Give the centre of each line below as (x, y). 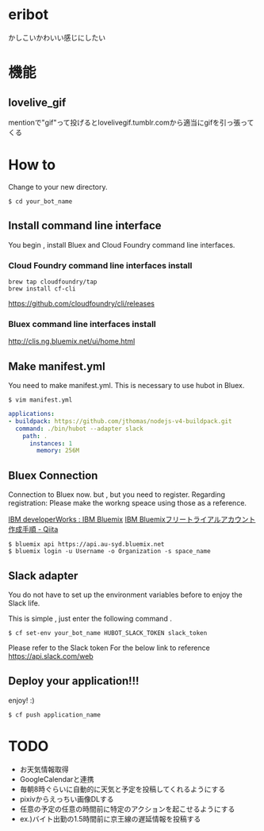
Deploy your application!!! (74, 681)
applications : (32, 414)
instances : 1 (51, 443)
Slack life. (24, 603)
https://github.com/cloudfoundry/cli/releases (81, 303)
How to (32, 165)
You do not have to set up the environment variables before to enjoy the (126, 594)
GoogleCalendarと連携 (57, 779)
